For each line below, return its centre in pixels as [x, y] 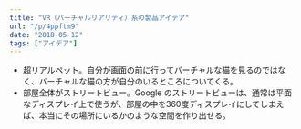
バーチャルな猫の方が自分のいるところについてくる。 [139, 82]
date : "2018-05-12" [47, 35]
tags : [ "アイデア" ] [43, 43]
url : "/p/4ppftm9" [44, 26]
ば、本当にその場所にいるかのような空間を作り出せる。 [126, 115]
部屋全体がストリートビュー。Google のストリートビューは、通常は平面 [157, 93]
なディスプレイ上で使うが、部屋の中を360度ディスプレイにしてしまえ [153, 104]
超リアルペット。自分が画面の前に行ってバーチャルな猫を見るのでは [150, 70]
